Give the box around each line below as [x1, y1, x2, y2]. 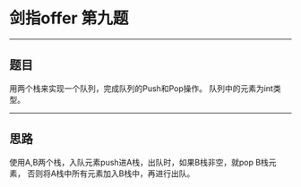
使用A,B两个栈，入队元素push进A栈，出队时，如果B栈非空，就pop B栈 [9, 157, 269, 167]
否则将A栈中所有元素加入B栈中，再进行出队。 [26, 167, 195, 179]
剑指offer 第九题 [9, 8, 129, 29]
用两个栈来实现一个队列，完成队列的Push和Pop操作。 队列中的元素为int [9, 82, 273, 94]
